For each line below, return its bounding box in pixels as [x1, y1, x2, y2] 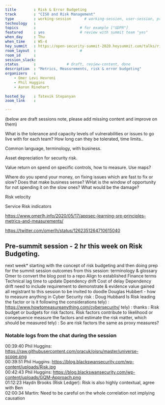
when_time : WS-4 [5, 39, 48, 44]
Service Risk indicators [5, 203, 52, 209]
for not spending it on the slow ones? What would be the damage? [5, 184, 139, 190]
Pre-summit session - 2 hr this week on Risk [5, 242, 142, 250]
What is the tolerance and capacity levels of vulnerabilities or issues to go [5, 131, 155, 137]
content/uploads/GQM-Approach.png [5, 375, 81, 380]
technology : [5, 21, 36, 26]
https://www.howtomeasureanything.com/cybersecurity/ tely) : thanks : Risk [5, 304, 160, 310]
